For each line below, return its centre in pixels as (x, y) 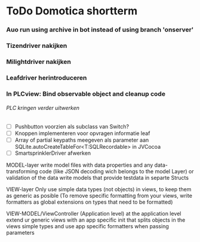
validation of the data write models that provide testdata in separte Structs (98, 178)
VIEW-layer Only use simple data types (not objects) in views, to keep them (99, 189)
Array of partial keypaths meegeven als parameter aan (82, 140)
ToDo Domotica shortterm (72, 11)
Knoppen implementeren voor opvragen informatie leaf (82, 133)
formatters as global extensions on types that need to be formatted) (90, 202)
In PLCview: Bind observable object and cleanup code (86, 94)
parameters (20, 233)
